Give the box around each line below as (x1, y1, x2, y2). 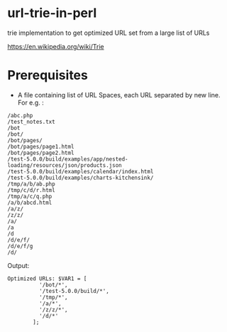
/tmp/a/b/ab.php (7, 180, 55, 188)
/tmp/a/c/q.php (7, 193, 52, 200)
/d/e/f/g (7, 242, 33, 250)
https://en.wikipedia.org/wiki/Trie (7, 42, 104, 50)
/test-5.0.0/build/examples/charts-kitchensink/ (7, 174, 154, 181)
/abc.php (7, 112, 33, 119)
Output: (7, 261, 30, 269)
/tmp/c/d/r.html (7, 186, 55, 193)
